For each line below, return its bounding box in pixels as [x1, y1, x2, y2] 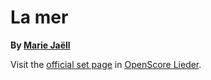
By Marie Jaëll [10, 39, 71, 51]
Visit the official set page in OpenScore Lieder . [10, 58, 202, 70]
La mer [10, 6, 69, 29]
